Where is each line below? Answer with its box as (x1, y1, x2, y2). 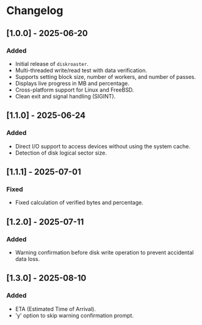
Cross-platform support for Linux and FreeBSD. (15, 86, 134, 93)
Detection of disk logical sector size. (15, 149, 107, 156)
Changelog (6, 4, 63, 18)
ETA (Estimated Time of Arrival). (15, 305, 96, 312)
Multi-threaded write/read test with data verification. (15, 67, 148, 74)
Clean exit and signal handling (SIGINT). (15, 92, 116, 100)
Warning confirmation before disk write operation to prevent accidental (15, 249, 194, 256)
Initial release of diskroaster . (15, 60, 88, 67)
